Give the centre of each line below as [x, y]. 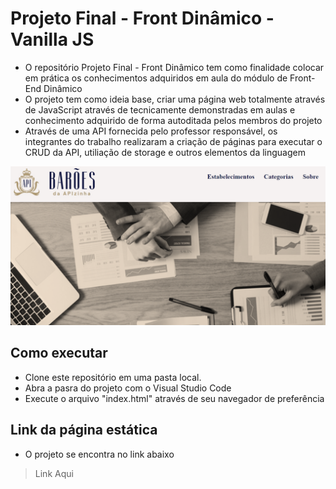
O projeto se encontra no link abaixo [99, 454]
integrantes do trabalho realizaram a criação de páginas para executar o [173, 141]
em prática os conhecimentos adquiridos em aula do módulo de [156, 78]
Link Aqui [54, 473]
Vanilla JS [52, 39]
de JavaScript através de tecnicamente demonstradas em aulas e [160, 109]
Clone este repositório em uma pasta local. [113, 377]
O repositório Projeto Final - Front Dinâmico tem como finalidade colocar [174, 67]
